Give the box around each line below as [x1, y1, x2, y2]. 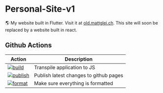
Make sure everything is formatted [34, 80, 114, 87]
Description [65, 55, 93, 62]
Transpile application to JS [34, 64, 95, 70]
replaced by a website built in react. [5, 27, 77, 33]
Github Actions [5, 41, 52, 49]
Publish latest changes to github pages [34, 72, 123, 79]
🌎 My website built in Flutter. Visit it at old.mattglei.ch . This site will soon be [5, 20, 158, 25]
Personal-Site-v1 [5, 3, 75, 15]
